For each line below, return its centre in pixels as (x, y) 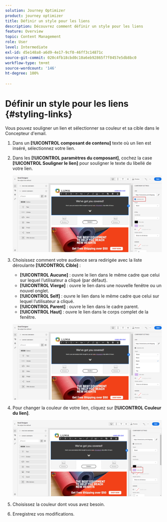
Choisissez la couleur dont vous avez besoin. (59, 504)
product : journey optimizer (34, 16)
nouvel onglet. (35, 291)
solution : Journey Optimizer (35, 10)
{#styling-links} (39, 114)
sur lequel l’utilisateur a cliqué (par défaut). (64, 280)
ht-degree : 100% (22, 74)
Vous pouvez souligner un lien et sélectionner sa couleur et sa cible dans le (82, 128)
